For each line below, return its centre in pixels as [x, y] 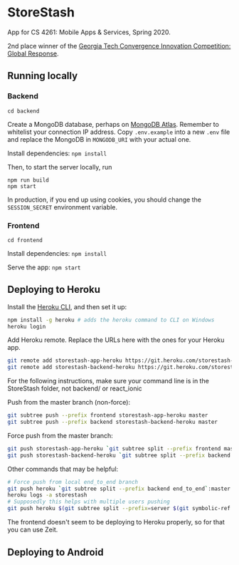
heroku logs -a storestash [47, 495]
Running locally [43, 76]
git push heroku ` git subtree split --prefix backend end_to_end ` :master [119, 489]
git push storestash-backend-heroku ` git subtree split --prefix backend [119, 455]
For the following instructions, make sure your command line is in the [108, 381]
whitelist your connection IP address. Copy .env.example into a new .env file [119, 132]
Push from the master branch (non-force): [69, 403]
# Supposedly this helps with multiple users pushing [89, 502]
